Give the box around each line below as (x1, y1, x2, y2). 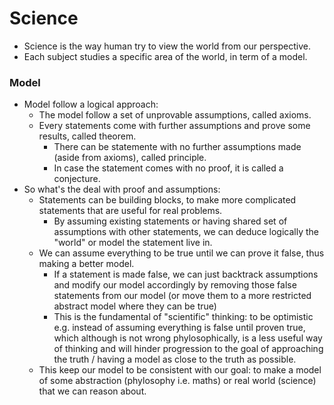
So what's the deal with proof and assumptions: (23, 183, 221, 196)
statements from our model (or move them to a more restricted (53, 290, 312, 302)
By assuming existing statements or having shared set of (53, 215, 288, 227)
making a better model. (38, 258, 135, 270)
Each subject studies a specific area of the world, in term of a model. (23, 50, 308, 62)
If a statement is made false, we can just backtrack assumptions (53, 268, 319, 281)
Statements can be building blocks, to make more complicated (38, 194, 297, 206)
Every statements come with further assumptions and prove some (38, 120, 311, 132)
